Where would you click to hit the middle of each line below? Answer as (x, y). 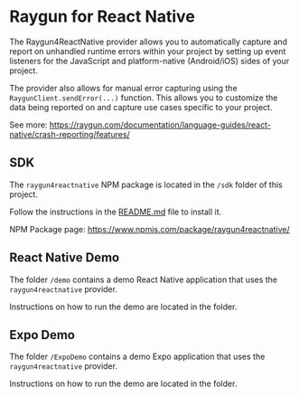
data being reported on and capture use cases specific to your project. (141, 107)
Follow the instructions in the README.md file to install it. (116, 212)
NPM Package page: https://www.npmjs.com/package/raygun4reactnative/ (150, 229)
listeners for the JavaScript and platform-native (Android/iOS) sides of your (149, 61)
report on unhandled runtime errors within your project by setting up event (148, 51)
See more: (28, 125)
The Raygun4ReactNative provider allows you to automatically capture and (148, 42)
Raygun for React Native (103, 17)
